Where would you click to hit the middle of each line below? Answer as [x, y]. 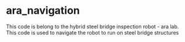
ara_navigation [43, 11]
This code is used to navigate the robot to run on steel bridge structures [92, 32]
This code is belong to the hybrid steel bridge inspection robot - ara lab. [92, 26]
